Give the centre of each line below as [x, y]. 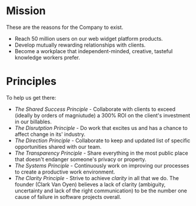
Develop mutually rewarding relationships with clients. [80, 45]
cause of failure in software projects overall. [68, 197]
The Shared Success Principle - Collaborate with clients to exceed [95, 109]
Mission [26, 11]
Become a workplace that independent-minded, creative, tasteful [94, 51]
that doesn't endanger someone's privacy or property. [80, 159]
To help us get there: [31, 97]
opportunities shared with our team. [58, 146]
